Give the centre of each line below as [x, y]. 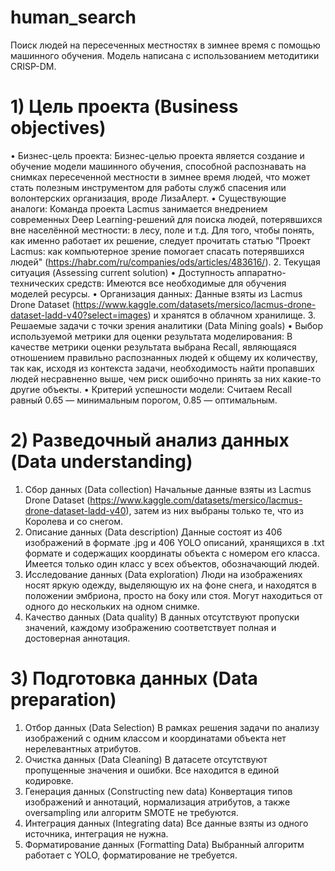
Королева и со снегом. [73, 521]
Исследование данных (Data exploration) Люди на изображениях [163, 574]
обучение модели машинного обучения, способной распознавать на [158, 166]
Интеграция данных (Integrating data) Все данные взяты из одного [166, 823]
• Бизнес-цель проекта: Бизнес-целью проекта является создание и [157, 155]
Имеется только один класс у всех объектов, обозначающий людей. [172, 563]
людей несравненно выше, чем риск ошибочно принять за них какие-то [166, 378]
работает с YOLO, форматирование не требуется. [131, 855]
